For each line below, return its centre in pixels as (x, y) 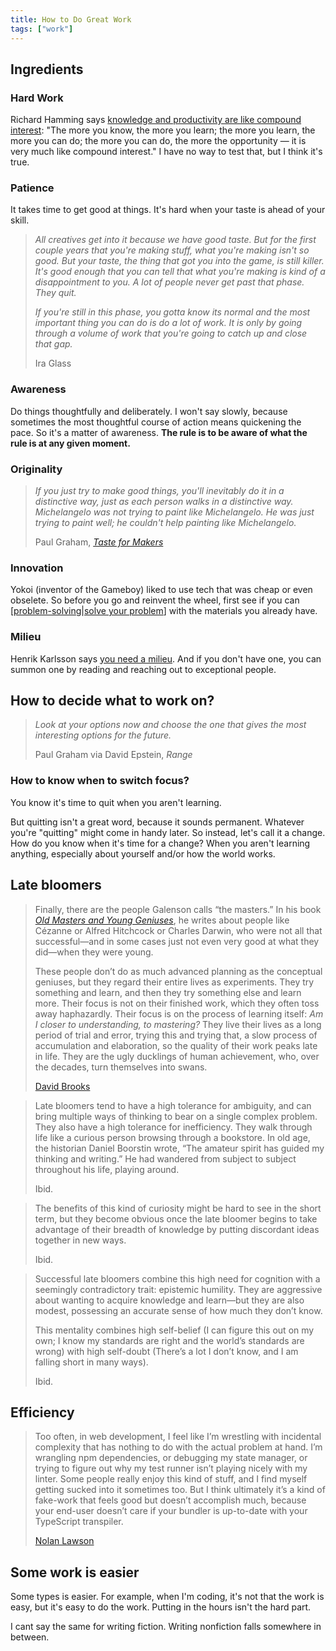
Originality (36, 469)
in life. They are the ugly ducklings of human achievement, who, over (177, 1056)
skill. (20, 220)
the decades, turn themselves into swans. (121, 1067)
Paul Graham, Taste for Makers (99, 542)
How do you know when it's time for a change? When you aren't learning (160, 843)
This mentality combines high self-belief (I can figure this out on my (174, 1330)
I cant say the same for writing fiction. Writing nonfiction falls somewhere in (166, 1627)
